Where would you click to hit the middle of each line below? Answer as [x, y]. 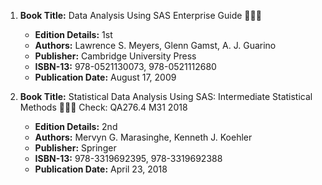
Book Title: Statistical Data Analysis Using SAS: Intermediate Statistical [166, 96]
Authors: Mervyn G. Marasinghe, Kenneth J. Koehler [143, 137]
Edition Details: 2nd [76, 126]
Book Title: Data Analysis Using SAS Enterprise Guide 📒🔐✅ [140, 15]
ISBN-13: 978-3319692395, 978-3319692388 [128, 158]
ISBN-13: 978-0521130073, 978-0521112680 [125, 66]
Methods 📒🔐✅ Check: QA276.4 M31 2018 [103, 107]
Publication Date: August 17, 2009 [105, 77]
